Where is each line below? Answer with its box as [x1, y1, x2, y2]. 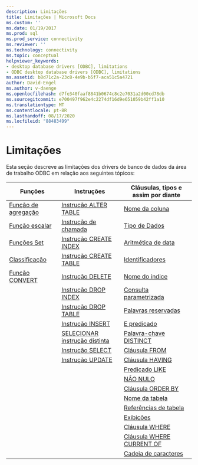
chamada [61, 225, 87, 234]
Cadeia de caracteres [123, 450, 184, 458]
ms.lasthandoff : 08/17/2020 [6, 113, 75, 119]
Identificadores [123, 256, 166, 264]
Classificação [9, 256, 47, 264]
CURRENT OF [123, 440, 162, 448]
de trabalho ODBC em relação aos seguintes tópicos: [6, 169, 135, 177]
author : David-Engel [6, 80, 57, 86]
